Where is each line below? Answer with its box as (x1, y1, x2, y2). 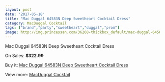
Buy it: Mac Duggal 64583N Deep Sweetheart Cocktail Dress (5, 62, 129, 68)
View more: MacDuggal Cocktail (5, 72, 70, 77)
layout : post (5, 7, 32, 12)
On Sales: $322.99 (5, 53, 44, 59)
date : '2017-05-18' (5, 12, 45, 17)
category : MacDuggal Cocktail (5, 20, 67, 26)
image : (5, 30, 19, 35)
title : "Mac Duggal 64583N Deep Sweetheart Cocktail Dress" (5, 16, 131, 21)
